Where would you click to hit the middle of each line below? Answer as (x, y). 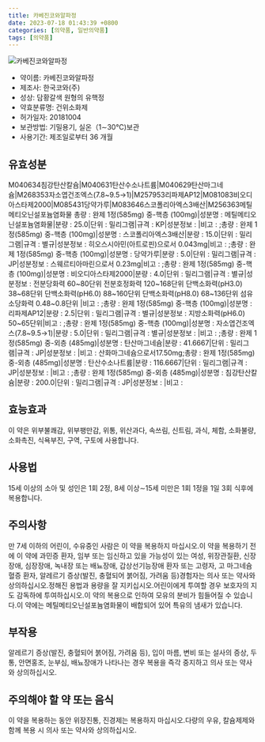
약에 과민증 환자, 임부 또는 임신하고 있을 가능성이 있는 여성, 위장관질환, (133, 556)
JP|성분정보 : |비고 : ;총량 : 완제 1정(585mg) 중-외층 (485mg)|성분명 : (116, 373)
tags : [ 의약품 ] (31, 38)
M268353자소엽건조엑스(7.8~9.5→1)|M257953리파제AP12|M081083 (125, 195)
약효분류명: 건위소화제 (54, 107)
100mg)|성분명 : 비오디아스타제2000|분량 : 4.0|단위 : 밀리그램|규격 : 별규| (132, 274)
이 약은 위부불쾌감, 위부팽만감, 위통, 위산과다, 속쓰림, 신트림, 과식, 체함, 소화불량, (132, 430)
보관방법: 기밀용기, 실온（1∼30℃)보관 (79, 127)
